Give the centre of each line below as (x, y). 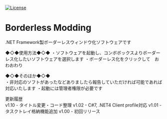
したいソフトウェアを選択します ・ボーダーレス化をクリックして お (89, 59)
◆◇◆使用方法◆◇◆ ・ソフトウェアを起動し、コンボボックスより (74, 53)
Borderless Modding (48, 28)
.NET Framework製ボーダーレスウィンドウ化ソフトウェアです (68, 42)
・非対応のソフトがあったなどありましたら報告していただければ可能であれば (84, 82)
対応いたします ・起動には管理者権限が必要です (54, 88)
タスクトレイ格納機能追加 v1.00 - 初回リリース (53, 111)
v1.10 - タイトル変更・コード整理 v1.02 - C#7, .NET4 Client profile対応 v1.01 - (83, 105)
